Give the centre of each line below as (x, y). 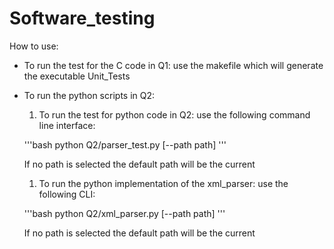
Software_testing (82, 18)
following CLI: (67, 194)
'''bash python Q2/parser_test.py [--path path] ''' (125, 144)
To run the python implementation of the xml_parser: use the (163, 183)
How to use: (34, 46)
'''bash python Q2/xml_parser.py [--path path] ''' (124, 213)
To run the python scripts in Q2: (89, 95)
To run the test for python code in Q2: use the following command (174, 114)
